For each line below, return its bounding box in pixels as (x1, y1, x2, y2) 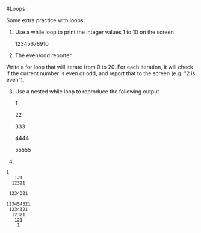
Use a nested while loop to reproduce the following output (14, 88, 159, 95)
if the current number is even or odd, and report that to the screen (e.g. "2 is (6, 70, 196, 77)
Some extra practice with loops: (6, 17, 85, 23)
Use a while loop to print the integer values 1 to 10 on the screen (14, 28, 175, 36)
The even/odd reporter (14, 52, 72, 59)
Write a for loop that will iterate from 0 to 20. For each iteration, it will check (6, 63, 194, 70)
